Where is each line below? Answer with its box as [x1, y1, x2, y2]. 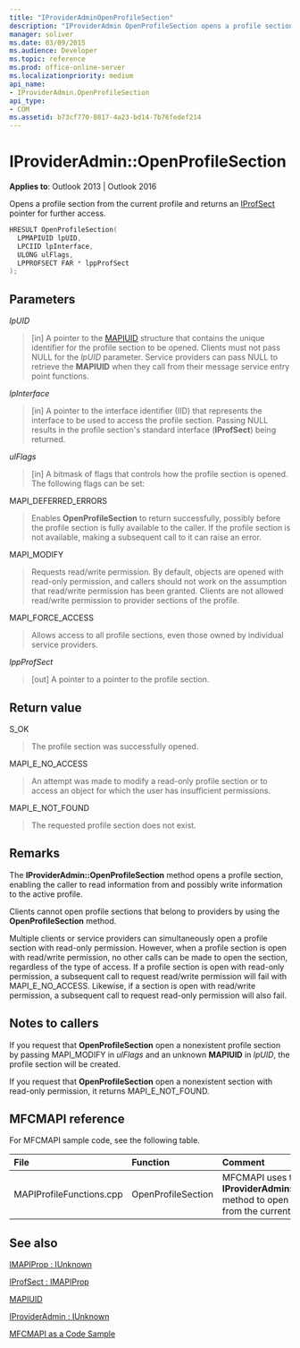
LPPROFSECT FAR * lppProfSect [17, 259, 129, 268]
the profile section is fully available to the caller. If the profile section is [30, 523, 291, 533]
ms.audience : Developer [9, 47, 98, 55]
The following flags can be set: [30, 478, 146, 489]
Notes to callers [9, 1016, 99, 1031]
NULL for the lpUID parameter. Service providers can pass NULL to [30, 352, 279, 363]
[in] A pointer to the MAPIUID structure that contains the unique [30, 333, 265, 344]
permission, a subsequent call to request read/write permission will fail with [9, 970, 287, 981]
